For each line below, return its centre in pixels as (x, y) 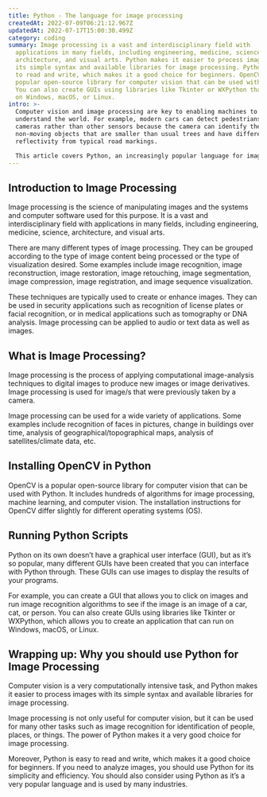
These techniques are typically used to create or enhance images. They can (133, 297)
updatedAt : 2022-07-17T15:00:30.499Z (71, 30)
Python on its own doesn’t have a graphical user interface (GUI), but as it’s (130, 554)
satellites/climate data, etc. (52, 441)
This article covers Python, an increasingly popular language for (130, 156)
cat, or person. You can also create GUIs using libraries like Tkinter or (122, 612)
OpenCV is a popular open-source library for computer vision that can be (128, 485)
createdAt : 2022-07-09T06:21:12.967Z (71, 23)
